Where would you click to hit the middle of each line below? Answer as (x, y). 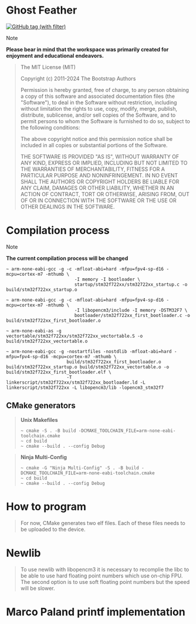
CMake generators (41, 406)
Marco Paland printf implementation (96, 612)
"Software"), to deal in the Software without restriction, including (99, 102)
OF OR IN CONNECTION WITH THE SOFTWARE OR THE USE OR (98, 200)
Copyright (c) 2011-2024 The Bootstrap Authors (78, 78)
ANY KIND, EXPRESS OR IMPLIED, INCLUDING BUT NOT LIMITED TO (104, 163)
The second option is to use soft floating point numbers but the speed (105, 582)
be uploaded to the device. (53, 529)
